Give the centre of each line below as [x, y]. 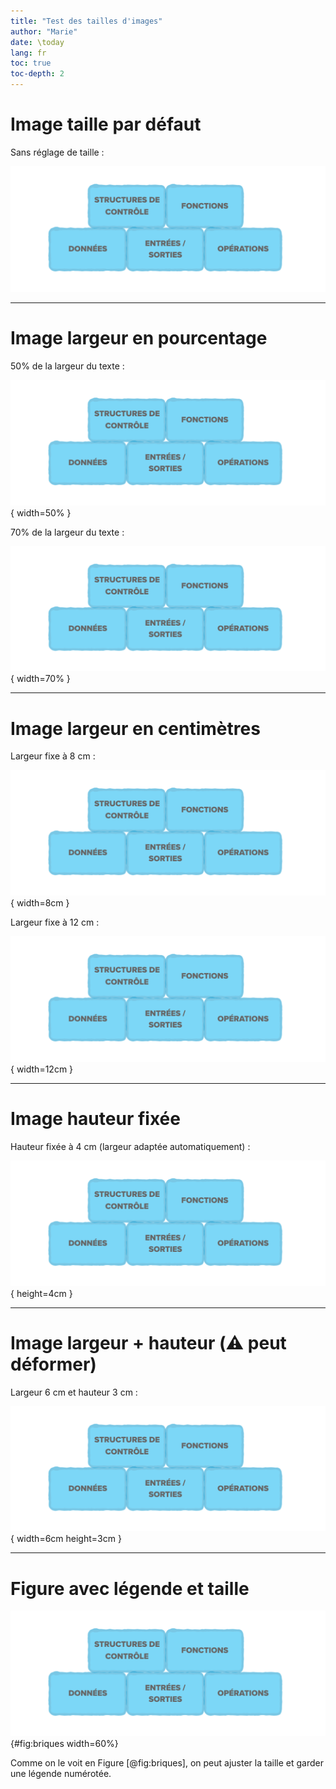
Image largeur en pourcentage [139, 337]
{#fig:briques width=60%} [64, 1744]
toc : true [31, 63]
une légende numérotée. [61, 1774]
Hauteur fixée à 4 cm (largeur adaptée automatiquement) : [130, 1146]
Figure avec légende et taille [130, 1588]
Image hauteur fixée [95, 1119]
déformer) [53, 1364]
